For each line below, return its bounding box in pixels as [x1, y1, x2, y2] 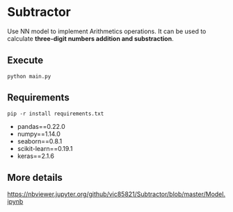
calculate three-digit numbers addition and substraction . [7, 34, 174, 42]
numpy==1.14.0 [17, 130, 61, 138]
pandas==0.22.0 [17, 122, 66, 130]
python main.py [7, 73, 51, 80]
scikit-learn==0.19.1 [17, 144, 73, 152]
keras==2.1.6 [17, 152, 54, 160]
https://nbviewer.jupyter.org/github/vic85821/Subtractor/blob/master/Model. [7, 190, 226, 198]
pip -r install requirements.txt [7, 110, 104, 117]
